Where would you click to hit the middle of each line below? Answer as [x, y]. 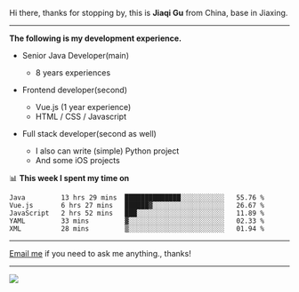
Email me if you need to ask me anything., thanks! [100, 253]
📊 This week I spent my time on [69, 178]
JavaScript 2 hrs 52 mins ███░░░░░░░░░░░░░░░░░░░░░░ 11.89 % [137, 213]
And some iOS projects [77, 160]
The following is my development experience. [96, 38]
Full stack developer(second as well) [89, 134]
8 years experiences [73, 73]
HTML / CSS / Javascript [81, 116]
